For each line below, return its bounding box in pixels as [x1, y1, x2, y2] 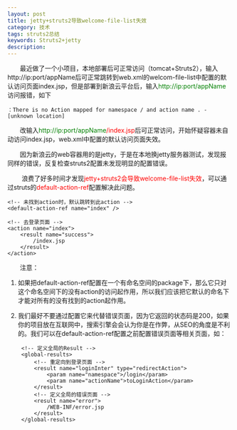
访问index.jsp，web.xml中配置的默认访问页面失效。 [13, 135, 165, 143]
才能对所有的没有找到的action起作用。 [17, 297, 130, 304]
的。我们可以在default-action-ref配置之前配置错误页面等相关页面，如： [17, 329, 226, 337]
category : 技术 [7, 24, 51, 31]
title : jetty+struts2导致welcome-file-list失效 [7, 17, 147, 24]
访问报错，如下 [7, 91, 51, 99]
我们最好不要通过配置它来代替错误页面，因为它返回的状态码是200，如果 [17, 312, 229, 319]
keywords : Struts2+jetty [7, 37, 81, 44]
